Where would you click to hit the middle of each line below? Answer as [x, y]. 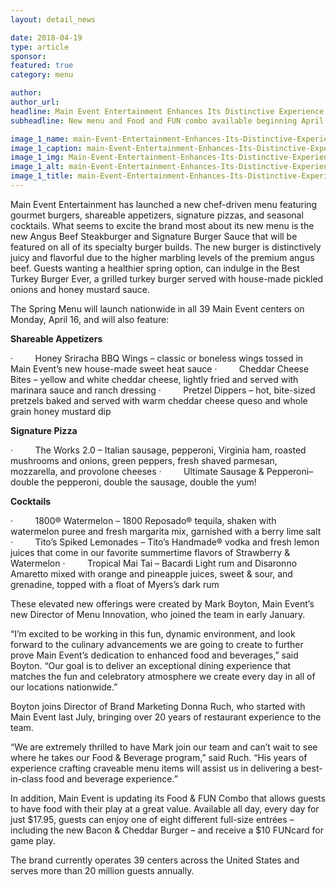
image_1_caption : [46, 148]
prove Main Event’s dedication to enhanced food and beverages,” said [154, 655]
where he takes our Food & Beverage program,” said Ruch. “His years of [159, 757]
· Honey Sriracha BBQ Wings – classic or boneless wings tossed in [157, 358]
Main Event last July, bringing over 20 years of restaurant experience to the [166, 717]
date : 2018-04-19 [46, 37]
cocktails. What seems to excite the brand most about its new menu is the [162, 225]
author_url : [35, 102]
